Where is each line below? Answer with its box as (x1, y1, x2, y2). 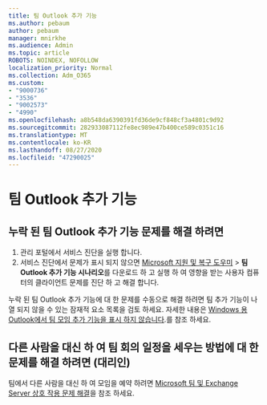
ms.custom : (8, 79, 45, 87)
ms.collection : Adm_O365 (8, 71, 91, 79)
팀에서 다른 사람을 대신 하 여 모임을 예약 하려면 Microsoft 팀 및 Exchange (8, 379, 239, 388)
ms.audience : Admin (8, 42, 74, 50)
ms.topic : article (8, 49, 70, 57)
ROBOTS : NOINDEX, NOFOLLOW (8, 57, 99, 65)
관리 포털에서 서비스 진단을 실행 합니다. (19, 248, 143, 257)
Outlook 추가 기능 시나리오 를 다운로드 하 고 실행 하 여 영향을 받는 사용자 (19, 268, 245, 277)
